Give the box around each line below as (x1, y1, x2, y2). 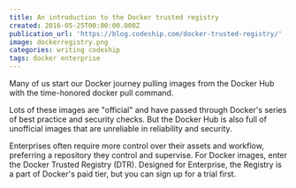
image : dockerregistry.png (9, 37, 109, 47)
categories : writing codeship (9, 46, 121, 55)
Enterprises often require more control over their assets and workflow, (9, 140, 265, 151)
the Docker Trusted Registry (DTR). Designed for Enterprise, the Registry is (9, 160, 283, 169)
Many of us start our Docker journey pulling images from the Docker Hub (9, 79, 275, 88)
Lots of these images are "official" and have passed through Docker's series (9, 105, 287, 115)
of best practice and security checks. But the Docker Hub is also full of (9, 114, 268, 124)
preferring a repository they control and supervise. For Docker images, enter (9, 150, 288, 160)
